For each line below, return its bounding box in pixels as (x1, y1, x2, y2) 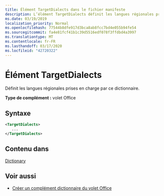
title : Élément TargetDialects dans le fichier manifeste (5, 7, 125, 12)
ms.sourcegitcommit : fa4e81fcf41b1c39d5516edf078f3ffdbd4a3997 (5, 30, 137, 35)
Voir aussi (5, 172, 36, 180)
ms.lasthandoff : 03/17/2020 (5, 44, 62, 49)
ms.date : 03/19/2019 (5, 16, 47, 21)
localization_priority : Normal (5, 21, 69, 26)
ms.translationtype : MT (5, 35, 54, 40)
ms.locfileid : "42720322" (5, 48, 58, 53)
